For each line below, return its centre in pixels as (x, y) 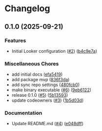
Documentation (23, 113)
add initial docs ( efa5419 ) (37, 74)
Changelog (27, 9)
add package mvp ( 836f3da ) (41, 80)
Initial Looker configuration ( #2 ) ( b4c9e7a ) (54, 51)
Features (15, 41)
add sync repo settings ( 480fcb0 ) (46, 85)
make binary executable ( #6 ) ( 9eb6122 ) (51, 90)
